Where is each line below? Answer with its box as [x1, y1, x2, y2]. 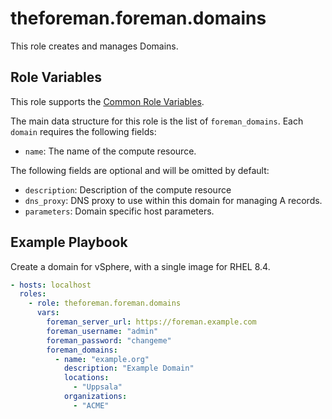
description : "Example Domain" [63, 363, 195, 374]
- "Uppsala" [73, 382, 123, 392]
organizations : [63, 392, 128, 402]
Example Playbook [10, 234, 128, 251]
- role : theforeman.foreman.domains [28, 298, 182, 309]
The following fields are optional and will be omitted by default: [10, 164, 270, 176]
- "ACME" [73, 400, 110, 411]
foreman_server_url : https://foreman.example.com [46, 317, 257, 327]
